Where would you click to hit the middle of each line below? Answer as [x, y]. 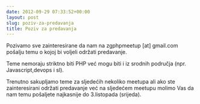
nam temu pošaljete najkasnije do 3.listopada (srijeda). [74, 94]
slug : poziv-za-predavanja [40, 23]
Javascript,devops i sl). [35, 70]
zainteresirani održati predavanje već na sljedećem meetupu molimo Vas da [100, 88]
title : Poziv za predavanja [42, 29]
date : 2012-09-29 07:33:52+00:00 [48, 12]
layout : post [23, 17]
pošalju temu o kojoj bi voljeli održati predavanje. [67, 52]
